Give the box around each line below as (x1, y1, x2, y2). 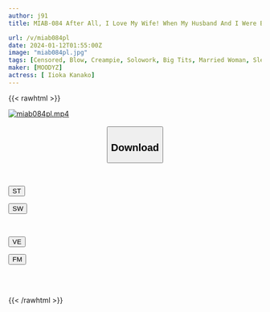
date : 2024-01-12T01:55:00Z (8, 41, 103, 49)
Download (111, 142, 159, 154)
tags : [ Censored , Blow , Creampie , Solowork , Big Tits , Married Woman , (8, 56, 250, 64)
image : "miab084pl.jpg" (8, 49, 88, 57)
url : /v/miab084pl (8, 34, 70, 42)
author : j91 (8, 11, 48, 20)
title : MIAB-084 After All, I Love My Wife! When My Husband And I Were (8, 19, 257, 27)
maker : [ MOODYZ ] (8, 64, 63, 72)
